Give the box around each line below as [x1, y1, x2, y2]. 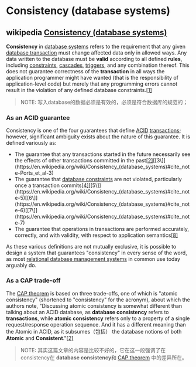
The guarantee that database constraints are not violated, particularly [14, 176, 183, 183]
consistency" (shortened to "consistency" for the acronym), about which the [6, 296, 190, 303]
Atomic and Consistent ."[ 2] [6, 334, 74, 341]
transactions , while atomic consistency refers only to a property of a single [6, 315, 190, 322]
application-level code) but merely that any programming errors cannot [6, 80, 178, 87]
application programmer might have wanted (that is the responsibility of [6, 74, 178, 81]
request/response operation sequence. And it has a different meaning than [6, 321, 186, 328]
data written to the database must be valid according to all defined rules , [6, 56, 183, 62]
